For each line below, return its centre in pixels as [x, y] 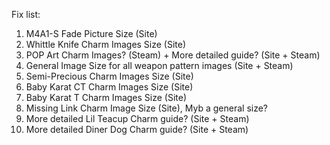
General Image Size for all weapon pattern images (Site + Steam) [159, 65]
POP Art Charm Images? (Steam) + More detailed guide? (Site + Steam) [173, 55]
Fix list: [26, 14]
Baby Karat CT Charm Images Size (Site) [109, 87]
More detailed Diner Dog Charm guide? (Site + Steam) [137, 129]
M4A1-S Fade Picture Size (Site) [91, 33]
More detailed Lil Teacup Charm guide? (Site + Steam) [137, 118]
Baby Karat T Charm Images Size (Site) [106, 97]
